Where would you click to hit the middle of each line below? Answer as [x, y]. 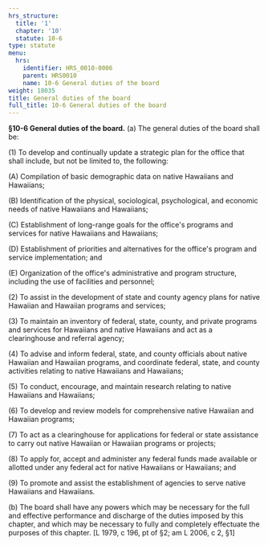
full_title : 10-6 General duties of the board [87, 105]
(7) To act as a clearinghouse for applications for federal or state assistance [134, 435]
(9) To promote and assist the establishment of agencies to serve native [127, 483]
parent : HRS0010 [50, 76]
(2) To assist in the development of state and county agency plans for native [134, 297]
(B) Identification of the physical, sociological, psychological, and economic [133, 201]
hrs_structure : [34, 16]
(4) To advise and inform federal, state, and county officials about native [128, 354]
